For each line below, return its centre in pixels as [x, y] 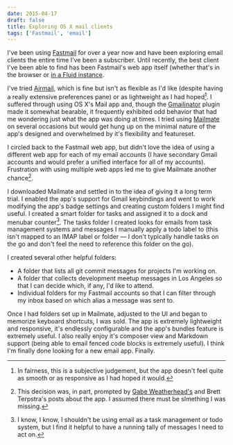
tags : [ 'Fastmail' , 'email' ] [49, 33]
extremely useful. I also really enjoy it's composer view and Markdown [108, 336]
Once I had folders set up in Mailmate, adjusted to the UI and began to [107, 314]
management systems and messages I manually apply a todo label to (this [113, 229]
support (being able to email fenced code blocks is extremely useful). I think [116, 344]
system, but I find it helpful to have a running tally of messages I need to [120, 427]
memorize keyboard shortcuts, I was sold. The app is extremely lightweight [114, 321]
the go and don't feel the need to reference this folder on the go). [101, 244]
